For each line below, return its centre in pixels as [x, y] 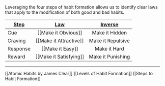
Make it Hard [110, 49]
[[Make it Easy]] [60, 49]
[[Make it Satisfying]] [60, 57]
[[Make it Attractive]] [60, 41]
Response [19, 49]
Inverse [110, 24]
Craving [17, 41]
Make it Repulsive [110, 41]
